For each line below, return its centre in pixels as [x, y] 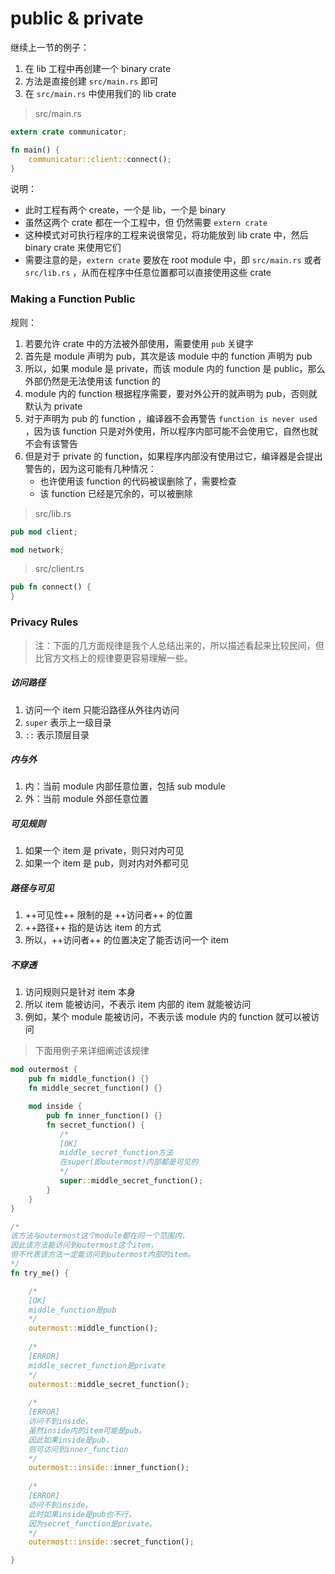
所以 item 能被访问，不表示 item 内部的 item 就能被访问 [138, 1004]
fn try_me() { [40, 1273]
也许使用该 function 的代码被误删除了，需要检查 [138, 481]
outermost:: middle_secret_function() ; [109, 1384]
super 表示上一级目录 [68, 722]
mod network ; [37, 550]
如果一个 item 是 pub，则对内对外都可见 [107, 863]
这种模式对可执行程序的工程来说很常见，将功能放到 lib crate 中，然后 [166, 235]
